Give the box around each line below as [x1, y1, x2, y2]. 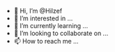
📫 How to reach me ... [13, 37, 79, 45]
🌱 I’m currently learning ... [13, 22, 89, 30]
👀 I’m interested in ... [13, 14, 73, 22]
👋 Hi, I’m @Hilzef [13, 7, 63, 15]
